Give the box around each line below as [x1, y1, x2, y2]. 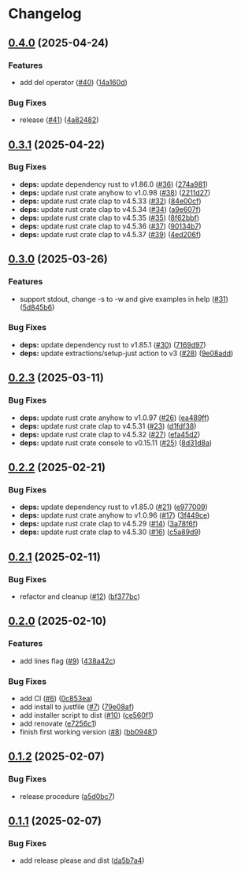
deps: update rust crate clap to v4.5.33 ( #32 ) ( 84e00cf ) [19, 196, 202, 206]
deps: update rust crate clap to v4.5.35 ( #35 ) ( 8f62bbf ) [19, 213, 200, 222]
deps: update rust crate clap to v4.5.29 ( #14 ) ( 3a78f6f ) [19, 519, 198, 529]
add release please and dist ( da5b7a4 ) [19, 856, 145, 865]
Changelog [8, 5, 82, 23]
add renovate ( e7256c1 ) [19, 719, 97, 728]
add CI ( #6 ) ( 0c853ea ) [19, 693, 93, 703]
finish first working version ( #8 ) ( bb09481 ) [19, 726, 158, 737]
